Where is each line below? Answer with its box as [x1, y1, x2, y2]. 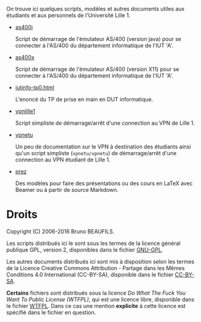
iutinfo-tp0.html [15, 84, 55, 91]
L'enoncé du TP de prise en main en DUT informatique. [15, 96, 153, 103]
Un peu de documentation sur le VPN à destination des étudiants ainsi [15, 143, 191, 150]
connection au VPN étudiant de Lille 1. [15, 156, 111, 163]
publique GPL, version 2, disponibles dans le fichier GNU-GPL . [6, 246, 163, 253]
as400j [15, 24, 33, 31]
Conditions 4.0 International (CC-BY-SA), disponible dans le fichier [6, 271, 174, 278]
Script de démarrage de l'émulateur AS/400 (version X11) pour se [15, 65, 180, 73]
